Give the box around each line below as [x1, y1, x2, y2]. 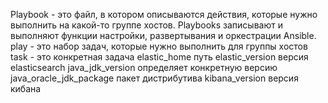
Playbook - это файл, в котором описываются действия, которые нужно [10, 9, 318, 20]
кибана [10, 83, 42, 94]
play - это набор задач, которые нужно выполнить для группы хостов [10, 40, 308, 52]
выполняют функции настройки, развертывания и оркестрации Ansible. [10, 30, 317, 41]
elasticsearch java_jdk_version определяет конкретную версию [10, 62, 278, 73]
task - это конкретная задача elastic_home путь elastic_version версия [10, 51, 309, 63]
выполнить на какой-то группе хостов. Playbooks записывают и [10, 19, 283, 31]
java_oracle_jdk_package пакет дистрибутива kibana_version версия [10, 72, 299, 84]
